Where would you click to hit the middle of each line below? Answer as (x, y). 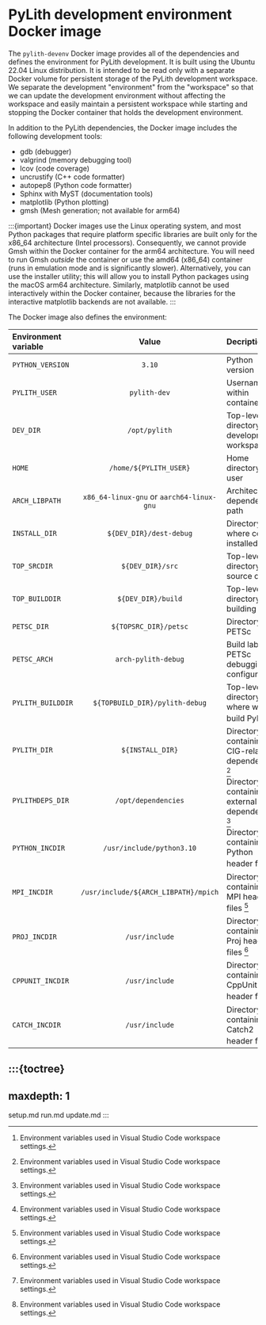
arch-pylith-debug (150, 659)
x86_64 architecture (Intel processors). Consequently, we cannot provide (127, 243)
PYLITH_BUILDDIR (43, 703)
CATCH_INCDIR (37, 1025)
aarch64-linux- (188, 497)
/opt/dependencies (150, 801)
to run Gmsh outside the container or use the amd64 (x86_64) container (125, 259)
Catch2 (240, 1029)
